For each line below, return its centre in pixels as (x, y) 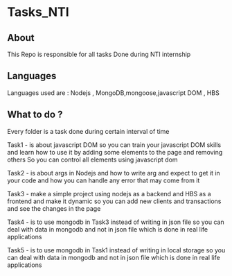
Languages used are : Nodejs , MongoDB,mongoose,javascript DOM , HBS (113, 93)
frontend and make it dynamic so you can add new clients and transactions (114, 201)
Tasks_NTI (38, 12)
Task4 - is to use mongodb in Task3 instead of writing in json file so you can (116, 222)
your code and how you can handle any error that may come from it (104, 180)
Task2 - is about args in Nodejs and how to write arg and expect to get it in (114, 173)
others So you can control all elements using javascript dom (92, 159)
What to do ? (35, 115)
